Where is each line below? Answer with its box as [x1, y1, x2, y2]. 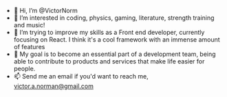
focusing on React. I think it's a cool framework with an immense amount [13, 36, 220, 44]
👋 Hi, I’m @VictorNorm [13, 7, 78, 14]
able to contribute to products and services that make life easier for [13, 57, 205, 65]
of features [13, 43, 45, 51]
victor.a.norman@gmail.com [13, 82, 94, 90]
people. [13, 65, 36, 72]
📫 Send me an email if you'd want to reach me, [13, 72, 149, 80]
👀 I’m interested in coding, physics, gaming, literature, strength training [13, 14, 215, 22]
